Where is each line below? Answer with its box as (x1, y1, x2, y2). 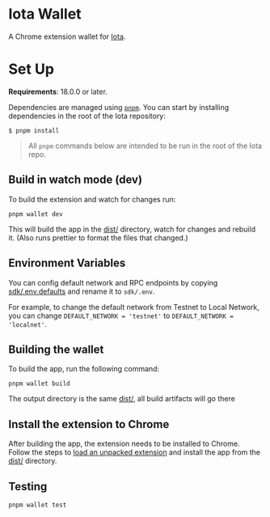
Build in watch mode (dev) (8, 173, 143, 187)
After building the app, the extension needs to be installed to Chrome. (8, 439, 240, 449)
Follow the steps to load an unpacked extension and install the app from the (8, 447, 261, 457)
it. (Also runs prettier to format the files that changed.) (8, 232, 188, 243)
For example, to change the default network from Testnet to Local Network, (8, 302, 260, 311)
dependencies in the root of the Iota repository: (8, 111, 166, 121)
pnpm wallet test (8, 501, 67, 509)
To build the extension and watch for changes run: (8, 194, 176, 204)
